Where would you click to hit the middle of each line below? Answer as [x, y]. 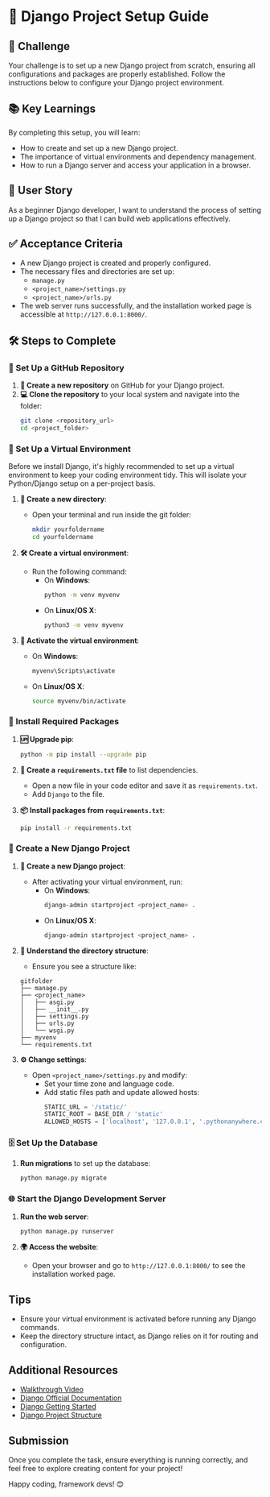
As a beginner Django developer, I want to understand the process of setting [135, 209]
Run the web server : [54, 1217]
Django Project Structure [61, 1415]
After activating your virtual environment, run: [107, 881]
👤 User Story [41, 191]
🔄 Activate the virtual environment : [80, 641]
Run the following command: [79, 571]
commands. [39, 1328]
